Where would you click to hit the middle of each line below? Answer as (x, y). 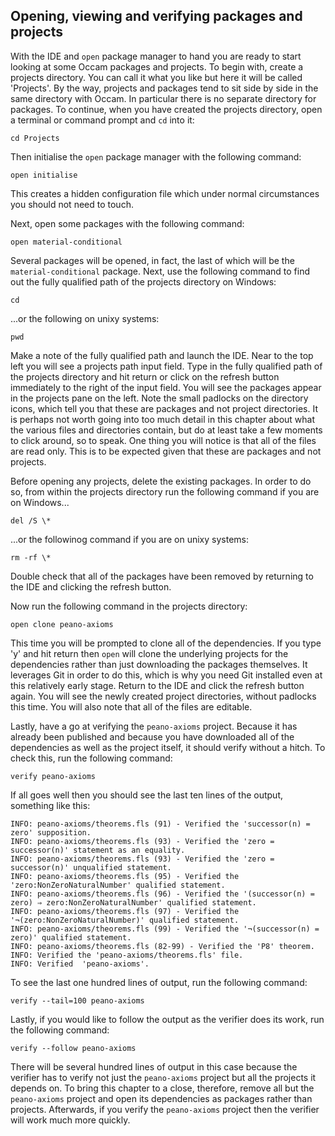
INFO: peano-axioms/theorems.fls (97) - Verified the (125, 911)
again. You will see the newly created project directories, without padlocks (163, 696)
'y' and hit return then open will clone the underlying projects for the (149, 653)
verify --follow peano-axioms (73, 1048)
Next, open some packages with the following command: (127, 223)
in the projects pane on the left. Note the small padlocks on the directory (159, 398)
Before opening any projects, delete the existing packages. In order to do (161, 481)
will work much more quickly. (70, 1120)
